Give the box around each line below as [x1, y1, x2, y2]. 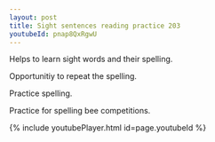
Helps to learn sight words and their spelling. [9, 54, 173, 65]
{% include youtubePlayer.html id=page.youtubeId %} [9, 122, 207, 133]
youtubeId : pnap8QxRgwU [9, 29, 98, 38]
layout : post [9, 12, 58, 22]
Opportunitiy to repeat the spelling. [9, 71, 138, 82]
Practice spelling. [9, 88, 73, 99]
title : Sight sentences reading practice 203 [9, 21, 180, 30]
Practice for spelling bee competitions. [9, 106, 151, 116]
